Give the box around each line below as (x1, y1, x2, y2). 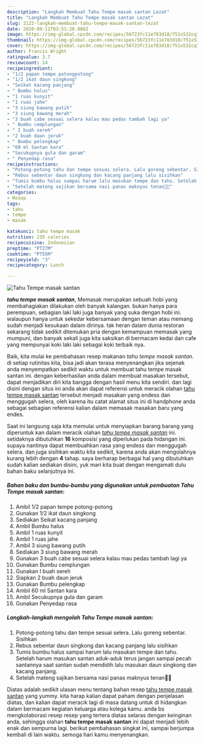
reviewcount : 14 (7, 59, 48, 65)
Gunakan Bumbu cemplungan (15, 561, 90, 569)
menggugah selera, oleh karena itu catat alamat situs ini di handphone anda (7, 398, 196, 405)
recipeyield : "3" (7, 256, 51, 263)
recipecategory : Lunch (7, 262, 64, 269)
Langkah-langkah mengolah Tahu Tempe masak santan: (7, 614, 154, 621)
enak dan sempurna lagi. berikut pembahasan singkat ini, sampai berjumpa (7, 725, 194, 732)
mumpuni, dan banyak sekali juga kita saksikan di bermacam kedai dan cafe (7, 335, 197, 342)
